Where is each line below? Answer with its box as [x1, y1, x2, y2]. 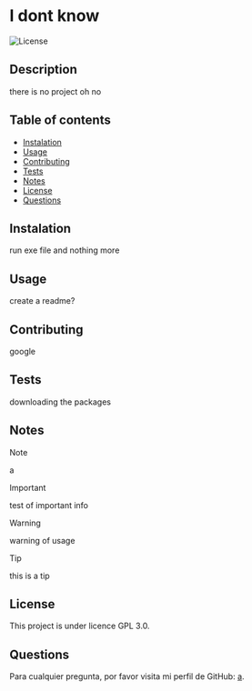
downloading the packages [9, 396, 112, 407]
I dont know [9, 5, 100, 26]
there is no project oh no [9, 85, 102, 96]
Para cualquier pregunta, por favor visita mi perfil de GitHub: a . [9, 671, 245, 682]
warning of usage [9, 535, 76, 546]
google [9, 346, 36, 356]
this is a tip [9, 570, 50, 581]
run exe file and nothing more [9, 245, 120, 255]
